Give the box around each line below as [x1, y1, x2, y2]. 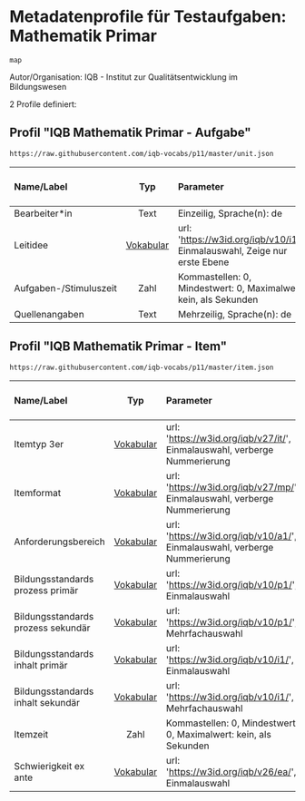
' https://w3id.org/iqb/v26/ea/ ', [166, 765, 297, 777]
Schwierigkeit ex [14, 759, 84, 772]
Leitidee [14, 239, 48, 251]
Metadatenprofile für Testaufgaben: [9, 6, 287, 27]
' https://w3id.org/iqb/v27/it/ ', [166, 432, 291, 444]
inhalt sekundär [14, 696, 80, 708]
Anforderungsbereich [14, 535, 106, 548]
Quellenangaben [14, 308, 84, 320]
